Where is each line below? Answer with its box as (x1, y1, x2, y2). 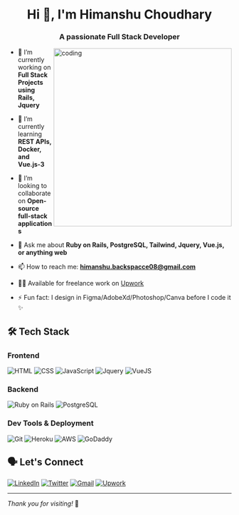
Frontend (7, 350, 40, 360)
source (17, 204, 39, 213)
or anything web (17, 249, 68, 257)
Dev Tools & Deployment (7, 418, 94, 428)
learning (17, 130, 43, 138)
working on (17, 63, 51, 72)
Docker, (17, 145, 41, 154)
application (17, 219, 52, 228)
